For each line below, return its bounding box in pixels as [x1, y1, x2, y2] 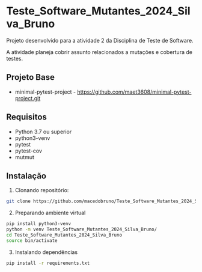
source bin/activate [6, 237, 58, 244]
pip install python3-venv [6, 221, 71, 227]
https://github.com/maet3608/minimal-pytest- [77, 88, 192, 95]
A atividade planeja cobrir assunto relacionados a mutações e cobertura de [6, 48, 192, 55]
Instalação [6, 171, 47, 181]
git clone [6, 198, 31, 205]
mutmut [14, 153, 35, 160]
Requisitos [6, 112, 47, 122]
